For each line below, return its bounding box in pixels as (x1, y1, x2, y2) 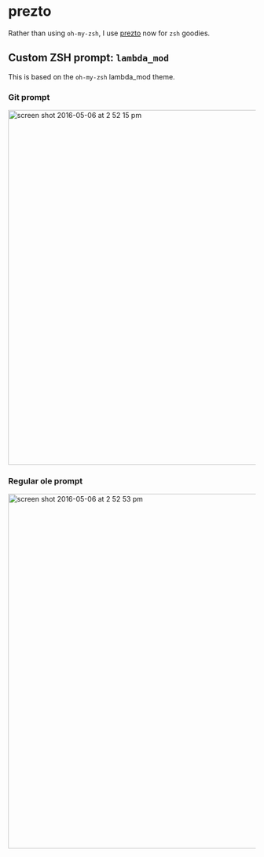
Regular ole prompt (8, 475, 83, 486)
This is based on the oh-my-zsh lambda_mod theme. (8, 72, 175, 81)
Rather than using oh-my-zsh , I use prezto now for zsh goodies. (8, 28, 211, 38)
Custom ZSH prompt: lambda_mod (8, 51, 169, 64)
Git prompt (8, 91, 50, 102)
